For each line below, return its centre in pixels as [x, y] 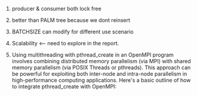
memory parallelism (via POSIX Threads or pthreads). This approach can [101, 67]
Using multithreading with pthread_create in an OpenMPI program [93, 55]
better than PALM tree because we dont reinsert [71, 20]
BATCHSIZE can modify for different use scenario [73, 32]
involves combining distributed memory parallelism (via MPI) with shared [101, 61]
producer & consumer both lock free [56, 9]
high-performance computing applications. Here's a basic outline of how [101, 80]
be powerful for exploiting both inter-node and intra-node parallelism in [99, 74]
